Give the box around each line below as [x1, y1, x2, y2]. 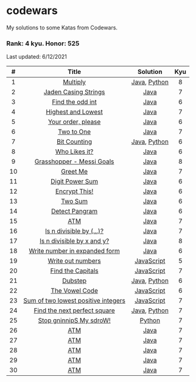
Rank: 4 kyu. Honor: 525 [6, 39, 80, 48]
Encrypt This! [55, 187, 94, 196]
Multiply [63, 78, 86, 86]
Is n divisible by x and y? [39, 237, 110, 245]
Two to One [57, 128, 91, 136]
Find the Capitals [50, 266, 99, 275]
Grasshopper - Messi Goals [34, 157, 114, 166]
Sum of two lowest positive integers [23, 296, 126, 305]
